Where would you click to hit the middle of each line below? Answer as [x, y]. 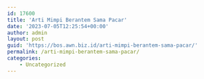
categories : [24, 58]
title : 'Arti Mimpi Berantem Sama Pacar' [67, 20]
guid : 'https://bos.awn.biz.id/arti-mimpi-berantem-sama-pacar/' [102, 45]
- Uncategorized [43, 65]
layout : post [26, 39]
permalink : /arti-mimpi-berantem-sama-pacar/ [73, 52]
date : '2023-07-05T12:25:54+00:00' [58, 26]
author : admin [27, 33]
